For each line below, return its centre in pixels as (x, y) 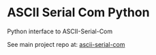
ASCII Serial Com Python (78, 13)
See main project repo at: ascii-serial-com (66, 44)
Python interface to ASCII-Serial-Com (60, 31)
